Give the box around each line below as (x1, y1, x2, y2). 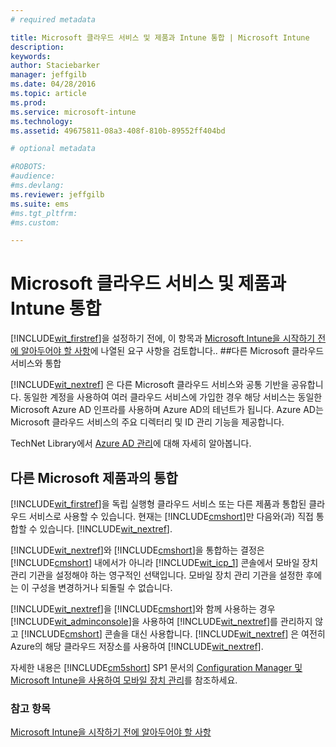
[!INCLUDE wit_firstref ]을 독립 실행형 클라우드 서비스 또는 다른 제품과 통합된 (10, 498, 307, 510)
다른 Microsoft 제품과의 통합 (10, 469, 178, 486)
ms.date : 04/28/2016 (10, 79, 97, 90)
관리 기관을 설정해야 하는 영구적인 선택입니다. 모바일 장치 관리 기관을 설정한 (10, 569, 304, 581)
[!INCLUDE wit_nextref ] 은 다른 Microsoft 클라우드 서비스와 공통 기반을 (10, 379, 290, 391)
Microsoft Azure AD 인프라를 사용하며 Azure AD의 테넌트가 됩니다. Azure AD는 (10, 404, 324, 416)
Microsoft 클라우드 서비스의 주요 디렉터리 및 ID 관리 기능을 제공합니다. (10, 416, 285, 428)
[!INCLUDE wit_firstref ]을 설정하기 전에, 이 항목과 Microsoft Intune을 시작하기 (10, 332, 316, 345)
